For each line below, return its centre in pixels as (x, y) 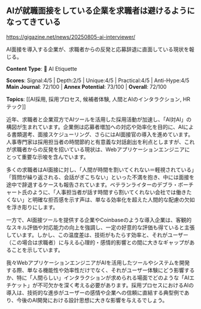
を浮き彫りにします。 (32, 207)
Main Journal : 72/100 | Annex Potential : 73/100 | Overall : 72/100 (86, 86)
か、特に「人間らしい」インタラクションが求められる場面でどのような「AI (98, 277)
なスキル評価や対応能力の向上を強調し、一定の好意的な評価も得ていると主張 (100, 227)
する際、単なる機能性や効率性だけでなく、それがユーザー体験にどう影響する (100, 270)
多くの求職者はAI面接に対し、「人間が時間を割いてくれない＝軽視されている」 (100, 169)
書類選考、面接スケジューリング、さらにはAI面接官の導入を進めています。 (102, 134)
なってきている (33, 22)
